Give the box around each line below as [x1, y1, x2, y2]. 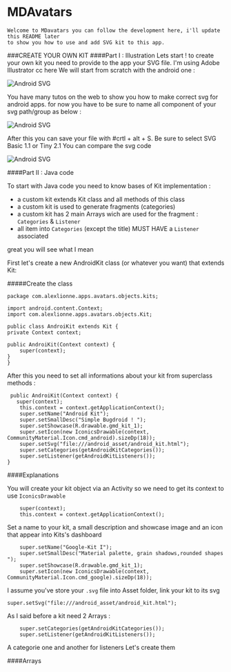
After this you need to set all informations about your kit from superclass [7, 371, 212, 380]
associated [17, 232, 49, 240]
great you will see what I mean [7, 245, 94, 253]
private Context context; [7, 329, 81, 336]
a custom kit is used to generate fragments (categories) [17, 202, 176, 211]
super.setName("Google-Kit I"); [19, 543, 112, 550]
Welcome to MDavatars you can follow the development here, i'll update [7, 27, 221, 34]
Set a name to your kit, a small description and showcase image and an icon [7, 523, 223, 531]
